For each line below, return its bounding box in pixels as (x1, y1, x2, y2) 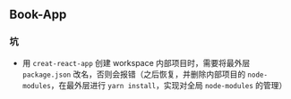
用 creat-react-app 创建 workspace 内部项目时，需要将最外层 (21, 57, 251, 68)
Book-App (9, 7, 67, 22)
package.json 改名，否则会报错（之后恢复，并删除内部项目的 (21, 69, 246, 79)
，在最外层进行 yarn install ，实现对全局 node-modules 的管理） (50, 79, 287, 90)
